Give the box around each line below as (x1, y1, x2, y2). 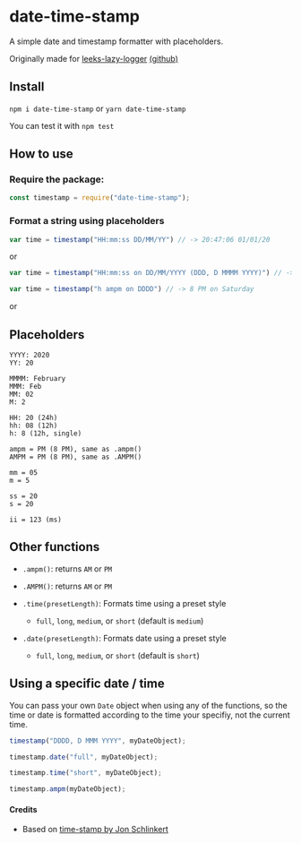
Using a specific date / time (9, 676, 165, 692)
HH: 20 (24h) (9, 414, 58, 423)
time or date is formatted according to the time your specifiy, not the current (9, 710, 290, 720)
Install (9, 79, 45, 95)
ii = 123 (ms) (9, 515, 63, 525)
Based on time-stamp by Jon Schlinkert (21, 824, 168, 835)
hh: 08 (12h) (9, 421, 58, 431)
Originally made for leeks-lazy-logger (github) (9, 53, 179, 64)
